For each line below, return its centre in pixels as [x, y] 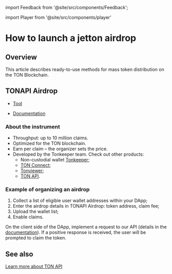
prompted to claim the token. [36, 238]
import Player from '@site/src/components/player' [59, 17]
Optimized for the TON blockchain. [49, 143]
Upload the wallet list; [36, 212]
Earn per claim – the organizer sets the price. [60, 149]
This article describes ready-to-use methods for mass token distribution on [85, 69]
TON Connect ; [36, 165]
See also [19, 254]
